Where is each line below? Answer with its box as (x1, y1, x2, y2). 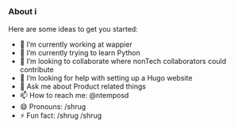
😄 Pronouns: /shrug (19, 102, 86, 111)
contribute (19, 65, 54, 74)
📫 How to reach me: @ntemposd (19, 91, 129, 100)
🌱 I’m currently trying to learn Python (19, 48, 141, 58)
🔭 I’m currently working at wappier (19, 40, 132, 49)
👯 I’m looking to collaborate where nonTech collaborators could (19, 57, 227, 66)
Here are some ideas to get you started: (8, 24, 139, 34)
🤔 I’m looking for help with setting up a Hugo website (19, 73, 193, 83)
